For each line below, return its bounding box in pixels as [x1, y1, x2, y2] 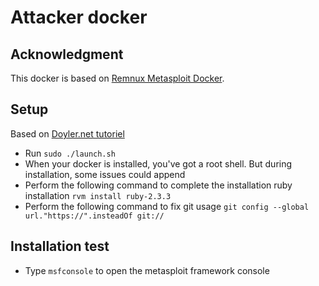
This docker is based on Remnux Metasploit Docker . [10, 72, 225, 84]
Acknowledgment [10, 46, 124, 63]
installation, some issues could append [24, 168, 186, 180]
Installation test [10, 238, 110, 255]
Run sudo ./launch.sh [24, 147, 116, 159]
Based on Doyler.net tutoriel [10, 127, 125, 140]
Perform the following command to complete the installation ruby [24, 179, 293, 191]
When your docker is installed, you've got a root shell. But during [24, 157, 293, 170]
